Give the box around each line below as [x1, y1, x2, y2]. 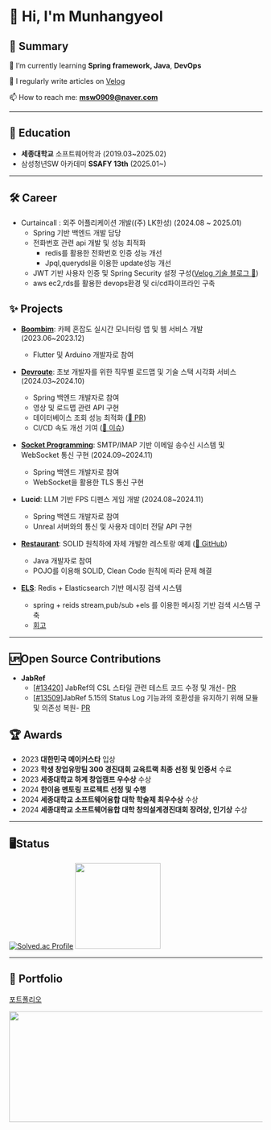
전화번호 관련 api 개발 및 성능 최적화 [32, 238, 146, 247]
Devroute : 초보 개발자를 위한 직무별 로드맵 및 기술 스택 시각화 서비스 [20, 367, 236, 377]
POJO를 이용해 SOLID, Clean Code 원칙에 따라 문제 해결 [32, 566, 212, 575]
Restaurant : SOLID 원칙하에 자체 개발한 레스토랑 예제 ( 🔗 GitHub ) [20, 539, 228, 549]
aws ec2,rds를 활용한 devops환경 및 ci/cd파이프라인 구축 [32, 278, 216, 288]
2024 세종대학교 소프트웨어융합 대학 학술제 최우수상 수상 [20, 795, 199, 804]
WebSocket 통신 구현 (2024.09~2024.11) [20, 451, 154, 460]
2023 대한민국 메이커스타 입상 [20, 754, 116, 764]
